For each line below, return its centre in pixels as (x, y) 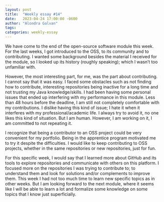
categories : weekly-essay (31, 32)
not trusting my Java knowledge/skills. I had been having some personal (78, 92)
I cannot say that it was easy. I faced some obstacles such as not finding (78, 82)
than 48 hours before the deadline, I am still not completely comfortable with (82, 102)
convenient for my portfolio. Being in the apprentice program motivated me (81, 138)
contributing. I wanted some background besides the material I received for (81, 56)
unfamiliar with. (21, 67)
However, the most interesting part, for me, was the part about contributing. (81, 77)
